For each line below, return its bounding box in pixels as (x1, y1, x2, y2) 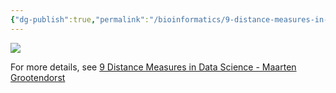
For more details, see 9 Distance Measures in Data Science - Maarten (10, 61, 297, 73)
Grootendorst (10, 71, 66, 83)
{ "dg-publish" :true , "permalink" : (10, 14, 150, 25)
